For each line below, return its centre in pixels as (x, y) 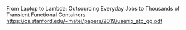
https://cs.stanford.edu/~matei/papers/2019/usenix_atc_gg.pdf (85, 21)
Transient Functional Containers (46, 15)
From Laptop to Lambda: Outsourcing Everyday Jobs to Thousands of (93, 9)
